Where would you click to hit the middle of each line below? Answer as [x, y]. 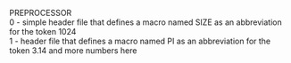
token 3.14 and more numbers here [73, 51]
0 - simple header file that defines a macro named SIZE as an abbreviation [146, 22]
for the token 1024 [43, 31]
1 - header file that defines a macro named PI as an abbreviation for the [140, 41]
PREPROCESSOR [41, 13]
